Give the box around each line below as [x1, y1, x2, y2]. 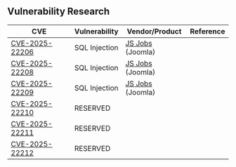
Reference [190, 26, 225, 36]
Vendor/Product [126, 26, 182, 36]
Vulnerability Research [7, 6, 110, 18]
